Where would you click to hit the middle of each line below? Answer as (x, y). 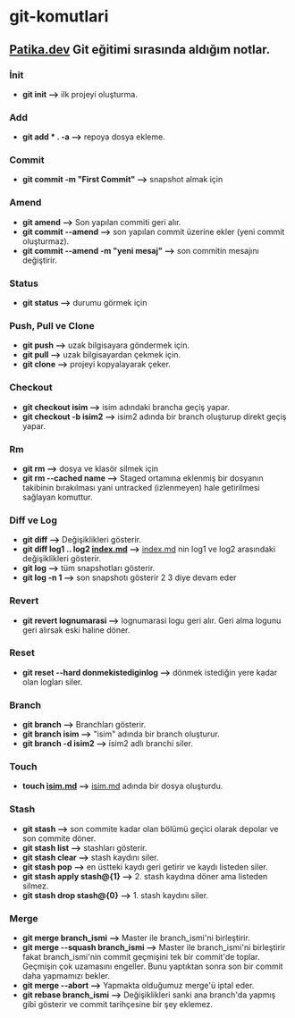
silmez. (35, 886)
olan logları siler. (52, 682)
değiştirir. (40, 260)
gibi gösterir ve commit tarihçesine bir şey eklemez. (117, 1005)
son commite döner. (59, 838)
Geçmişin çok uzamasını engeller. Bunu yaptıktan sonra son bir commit (152, 966)
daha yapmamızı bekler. (66, 976)
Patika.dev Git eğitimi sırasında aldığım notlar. (140, 50)
